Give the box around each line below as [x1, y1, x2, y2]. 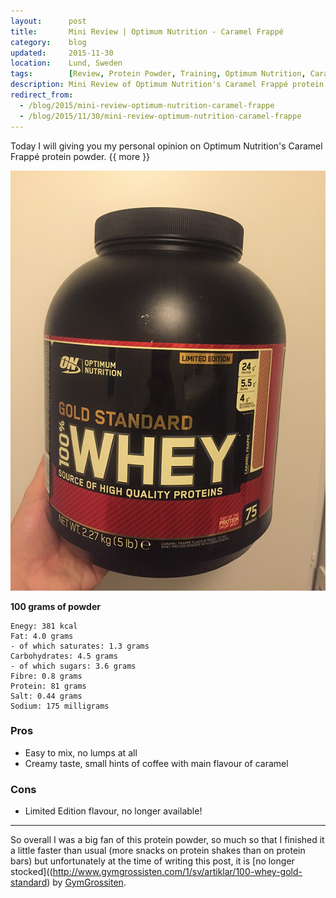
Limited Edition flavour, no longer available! [24, 805, 203, 817]
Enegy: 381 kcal [10, 621, 78, 631]
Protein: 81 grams [10, 681, 87, 691]
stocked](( [10, 866, 53, 878]
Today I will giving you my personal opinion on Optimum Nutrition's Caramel [10, 140, 323, 152]
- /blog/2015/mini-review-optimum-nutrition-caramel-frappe [19, 100, 275, 110]
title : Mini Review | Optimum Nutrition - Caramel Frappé [10, 26, 284, 37]
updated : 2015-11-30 [10, 48, 114, 58]
